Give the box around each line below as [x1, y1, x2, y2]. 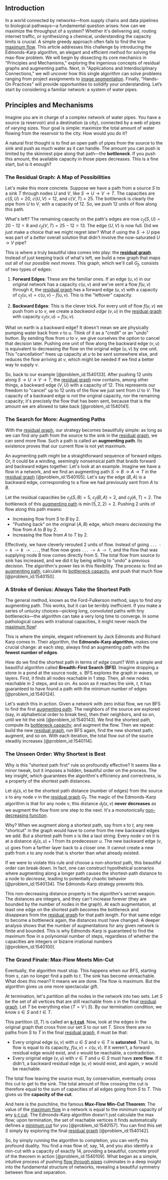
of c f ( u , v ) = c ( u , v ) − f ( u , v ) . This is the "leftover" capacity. [12, 292, 132, 299]
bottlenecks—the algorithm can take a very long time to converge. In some [5, 613, 159, 620]
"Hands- [141, 76, 159, 82]
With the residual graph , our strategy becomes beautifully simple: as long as [5, 427, 162, 433]
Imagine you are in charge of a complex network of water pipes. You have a [5, 114, 161, 120]
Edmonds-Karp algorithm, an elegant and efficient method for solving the [5, 49, 156, 55]
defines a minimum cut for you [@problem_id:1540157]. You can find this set [5, 1122, 162, 1128]
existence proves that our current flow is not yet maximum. [5, 443, 126, 449]
